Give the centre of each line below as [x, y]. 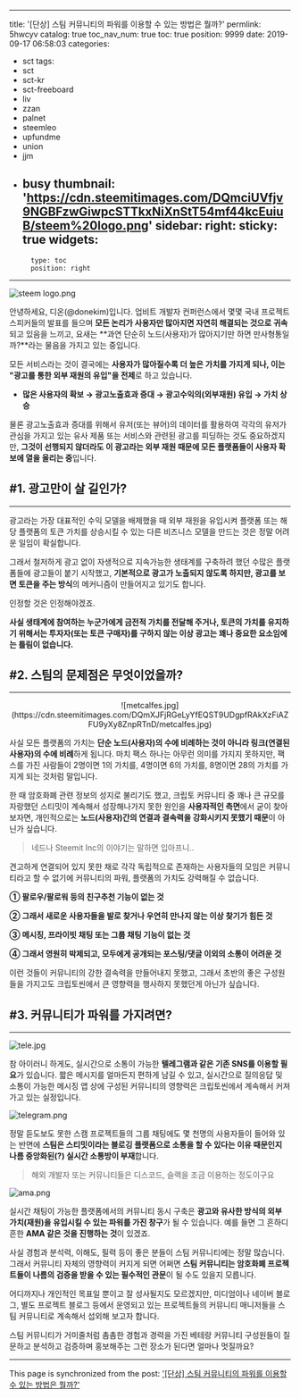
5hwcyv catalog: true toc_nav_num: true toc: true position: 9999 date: [137, 34]
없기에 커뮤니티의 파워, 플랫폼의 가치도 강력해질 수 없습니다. [155, 878]
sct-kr [33, 80]
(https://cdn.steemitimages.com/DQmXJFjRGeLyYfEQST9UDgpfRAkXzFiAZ [150, 715]
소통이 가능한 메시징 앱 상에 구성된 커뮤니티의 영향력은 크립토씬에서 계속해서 [142, 1086]
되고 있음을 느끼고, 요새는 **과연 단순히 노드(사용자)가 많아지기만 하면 [130, 334]
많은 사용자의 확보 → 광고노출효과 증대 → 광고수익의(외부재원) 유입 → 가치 [150, 394]
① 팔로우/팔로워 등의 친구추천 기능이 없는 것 [87, 897]
